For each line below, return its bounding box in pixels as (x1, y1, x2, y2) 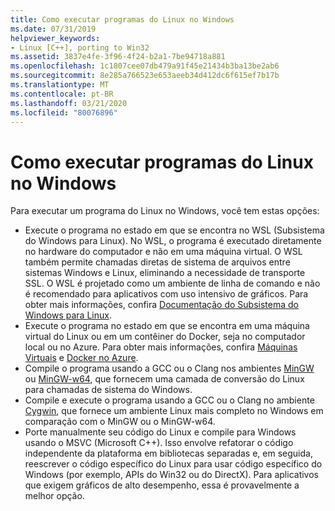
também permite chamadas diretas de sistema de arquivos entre (24, 256, 291, 268)
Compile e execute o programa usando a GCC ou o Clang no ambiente (24, 394, 315, 406)
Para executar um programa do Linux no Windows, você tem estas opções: (10, 205, 320, 217)
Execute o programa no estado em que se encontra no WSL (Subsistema (24, 224, 325, 236)
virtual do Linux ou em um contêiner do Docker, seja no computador (24, 331, 306, 343)
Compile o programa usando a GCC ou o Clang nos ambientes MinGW (24, 362, 315, 375)
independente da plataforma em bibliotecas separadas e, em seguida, (24, 447, 313, 460)
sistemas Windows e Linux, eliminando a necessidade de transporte (24, 267, 306, 279)
